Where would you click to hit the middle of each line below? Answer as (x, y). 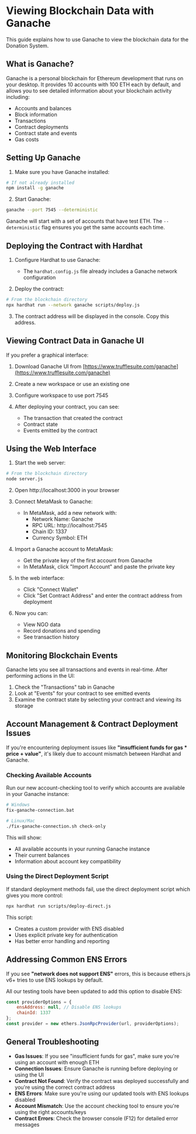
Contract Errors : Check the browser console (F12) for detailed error (96, 1118)
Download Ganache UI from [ (49, 366)
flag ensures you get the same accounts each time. (104, 227)
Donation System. (27, 46)
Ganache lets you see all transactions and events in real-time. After (87, 670)
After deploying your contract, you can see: (67, 407)
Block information (36, 114)
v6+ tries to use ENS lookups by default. (55, 980)
